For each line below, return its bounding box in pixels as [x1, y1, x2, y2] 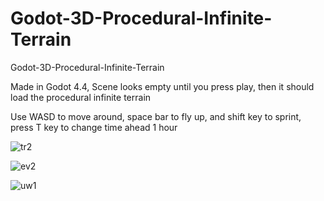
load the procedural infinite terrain [10, 91, 152, 103]
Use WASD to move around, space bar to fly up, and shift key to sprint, [10, 110, 302, 122]
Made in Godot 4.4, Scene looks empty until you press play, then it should [10, 80, 315, 92]
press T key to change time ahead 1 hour [10, 121, 178, 133]
